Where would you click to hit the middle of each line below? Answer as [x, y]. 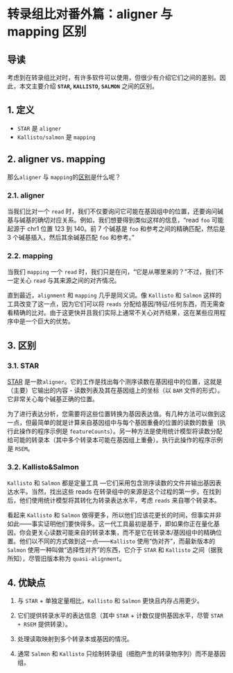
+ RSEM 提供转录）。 [44, 624]
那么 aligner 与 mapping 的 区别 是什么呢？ [64, 177]
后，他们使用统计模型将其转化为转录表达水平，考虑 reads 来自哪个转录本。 [114, 501]
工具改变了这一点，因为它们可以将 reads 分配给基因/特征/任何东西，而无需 [113, 304]
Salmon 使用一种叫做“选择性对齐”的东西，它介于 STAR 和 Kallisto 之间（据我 [115, 550]
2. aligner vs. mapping [57, 160]
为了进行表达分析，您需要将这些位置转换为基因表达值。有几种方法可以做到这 [116, 414]
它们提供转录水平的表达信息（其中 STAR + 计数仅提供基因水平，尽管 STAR [120, 615]
